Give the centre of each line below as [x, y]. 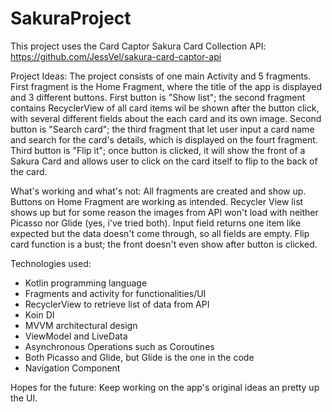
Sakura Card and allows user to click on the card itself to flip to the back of [164, 161]
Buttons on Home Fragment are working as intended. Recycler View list [157, 201]
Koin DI [39, 314]
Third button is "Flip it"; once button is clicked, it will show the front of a [158, 150]
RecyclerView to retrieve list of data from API [117, 304]
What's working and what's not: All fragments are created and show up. [158, 191]
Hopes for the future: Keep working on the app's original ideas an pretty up [165, 387]
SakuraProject [71, 18]
